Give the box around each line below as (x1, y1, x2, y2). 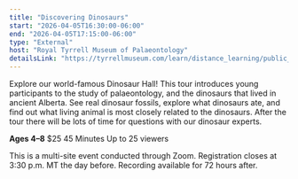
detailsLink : (9, 54, 58, 63)
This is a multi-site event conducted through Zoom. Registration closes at (9, 151, 278, 160)
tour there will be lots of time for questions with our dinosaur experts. (9, 116, 263, 127)
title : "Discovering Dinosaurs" (9, 12, 129, 22)
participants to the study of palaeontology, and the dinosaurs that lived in (9, 88, 277, 98)
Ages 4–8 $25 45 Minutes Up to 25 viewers (9, 134, 169, 144)
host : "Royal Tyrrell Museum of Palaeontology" (9, 46, 189, 55)
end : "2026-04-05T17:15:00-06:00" (9, 29, 137, 38)
